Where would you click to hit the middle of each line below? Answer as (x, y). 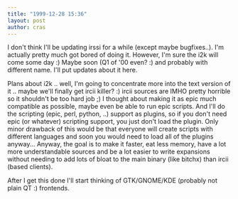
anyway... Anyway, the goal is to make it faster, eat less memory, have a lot (117, 144)
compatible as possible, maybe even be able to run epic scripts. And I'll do (116, 107)
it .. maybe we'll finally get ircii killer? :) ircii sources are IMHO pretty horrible (119, 91)
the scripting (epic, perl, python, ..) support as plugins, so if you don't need (117, 114)
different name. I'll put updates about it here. (72, 70)
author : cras (27, 27)
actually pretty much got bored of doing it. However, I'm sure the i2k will (113, 55)
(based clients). (30, 167)
